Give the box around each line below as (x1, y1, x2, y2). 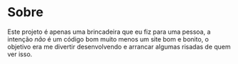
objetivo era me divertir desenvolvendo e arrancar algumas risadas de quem (7, 42, 231, 51)
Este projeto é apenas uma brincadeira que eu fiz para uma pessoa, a (7, 27, 211, 36)
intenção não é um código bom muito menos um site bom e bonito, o (7, 34, 210, 43)
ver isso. (7, 50, 33, 58)
